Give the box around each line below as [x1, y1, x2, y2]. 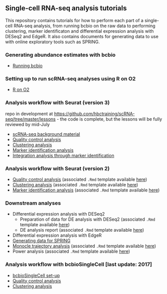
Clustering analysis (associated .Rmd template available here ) [12, 182, 138, 187]
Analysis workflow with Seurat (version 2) [5, 165, 110, 172]
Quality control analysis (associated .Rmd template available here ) [12, 176, 147, 182]
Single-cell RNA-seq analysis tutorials [5, 4, 127, 13]
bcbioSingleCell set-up [12, 272, 60, 278]
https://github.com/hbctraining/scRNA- [54, 111, 135, 117]
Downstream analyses [5, 200, 61, 207]
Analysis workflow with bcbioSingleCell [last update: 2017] [5, 261, 152, 268]
